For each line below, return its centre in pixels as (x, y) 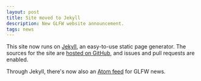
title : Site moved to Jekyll (43, 18)
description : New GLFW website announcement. (65, 23)
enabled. (17, 60)
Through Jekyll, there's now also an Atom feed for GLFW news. (86, 72)
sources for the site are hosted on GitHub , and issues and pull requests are (100, 53)
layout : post (23, 12)
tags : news (20, 29)
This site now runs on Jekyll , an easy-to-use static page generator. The (96, 47)
